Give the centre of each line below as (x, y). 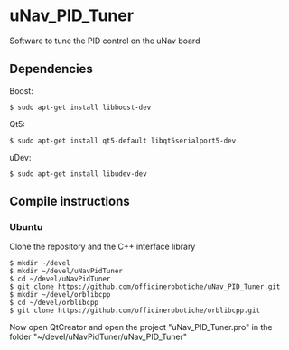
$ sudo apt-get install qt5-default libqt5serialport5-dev (123, 141)
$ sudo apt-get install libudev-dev (78, 174)
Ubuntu (26, 227)
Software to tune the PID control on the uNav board (105, 41)
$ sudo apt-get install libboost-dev (80, 107)
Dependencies (51, 69)
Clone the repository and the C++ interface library (103, 247)
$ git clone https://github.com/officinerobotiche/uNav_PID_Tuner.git (145, 287)
